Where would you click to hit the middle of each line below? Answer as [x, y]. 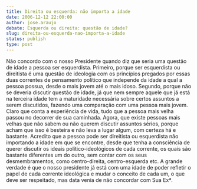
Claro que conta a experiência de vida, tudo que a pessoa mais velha [90, 111]
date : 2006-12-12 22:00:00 [39, 17]
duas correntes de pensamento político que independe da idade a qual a [94, 79]
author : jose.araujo [32, 22]
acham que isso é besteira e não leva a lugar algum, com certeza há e [91, 130]
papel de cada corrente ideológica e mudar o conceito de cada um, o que [96, 174]
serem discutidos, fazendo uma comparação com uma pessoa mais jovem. [97, 105]
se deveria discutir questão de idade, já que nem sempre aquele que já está [98, 92]
